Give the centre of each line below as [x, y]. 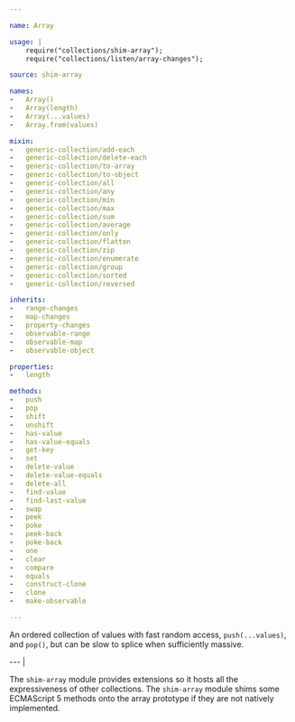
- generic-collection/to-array [72, 167]
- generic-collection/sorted [68, 275]
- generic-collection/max [62, 208]
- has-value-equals [50, 442]
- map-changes [40, 317]
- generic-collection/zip [62, 250]
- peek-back [36, 534]
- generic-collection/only [64, 234]
